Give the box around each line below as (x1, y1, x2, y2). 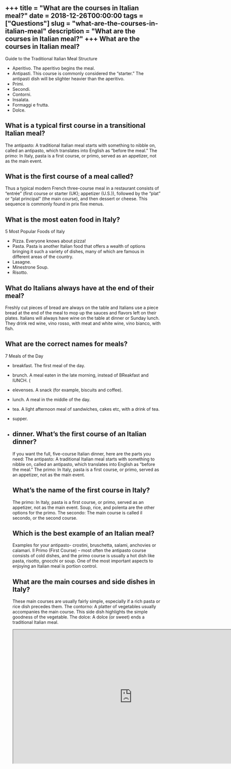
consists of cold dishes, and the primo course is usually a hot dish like (12, 553, 155, 559)
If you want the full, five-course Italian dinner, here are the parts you (12, 451, 152, 457)
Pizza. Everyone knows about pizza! (12, 238, 86, 244)
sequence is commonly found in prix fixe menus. (5, 201, 104, 207)
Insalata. (12, 96, 30, 103)
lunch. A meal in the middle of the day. (12, 396, 91, 402)
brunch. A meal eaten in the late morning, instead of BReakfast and (12, 372, 149, 378)
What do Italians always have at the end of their (5, 284, 154, 292)
